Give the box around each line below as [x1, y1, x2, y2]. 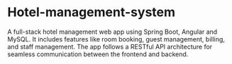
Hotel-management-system [7, 4, 176, 20]
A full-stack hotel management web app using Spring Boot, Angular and [7, 27, 218, 36]
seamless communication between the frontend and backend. [7, 50, 189, 58]
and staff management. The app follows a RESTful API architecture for [7, 42, 213, 51]
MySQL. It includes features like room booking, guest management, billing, [7, 34, 226, 43]
